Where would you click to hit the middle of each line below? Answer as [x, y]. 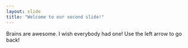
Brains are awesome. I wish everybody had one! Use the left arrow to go [94, 33]
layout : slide [24, 11]
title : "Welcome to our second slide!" [55, 17]
